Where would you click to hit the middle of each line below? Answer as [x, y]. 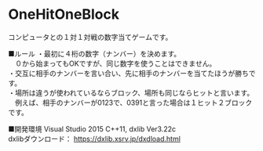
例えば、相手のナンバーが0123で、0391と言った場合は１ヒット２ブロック [133, 102]
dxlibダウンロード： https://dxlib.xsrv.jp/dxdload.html [94, 138]
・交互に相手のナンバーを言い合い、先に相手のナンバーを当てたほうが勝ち [128, 73]
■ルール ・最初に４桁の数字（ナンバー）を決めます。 [95, 53]
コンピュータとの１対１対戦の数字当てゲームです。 [90, 37]
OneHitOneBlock [64, 14]
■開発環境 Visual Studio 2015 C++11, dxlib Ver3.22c [92, 129]
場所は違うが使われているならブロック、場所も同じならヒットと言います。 [134, 92]
